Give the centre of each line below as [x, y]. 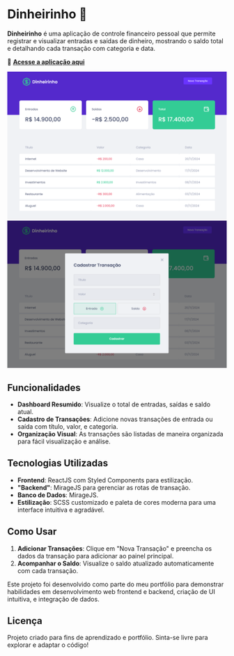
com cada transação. [48, 570]
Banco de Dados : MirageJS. [58, 495]
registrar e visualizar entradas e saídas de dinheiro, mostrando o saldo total [116, 40]
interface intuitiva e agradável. [61, 510]
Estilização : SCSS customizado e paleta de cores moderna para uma [116, 502]
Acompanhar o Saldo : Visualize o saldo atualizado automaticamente [116, 563]
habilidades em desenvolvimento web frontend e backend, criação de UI [111, 591]
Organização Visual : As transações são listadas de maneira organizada [120, 434]
